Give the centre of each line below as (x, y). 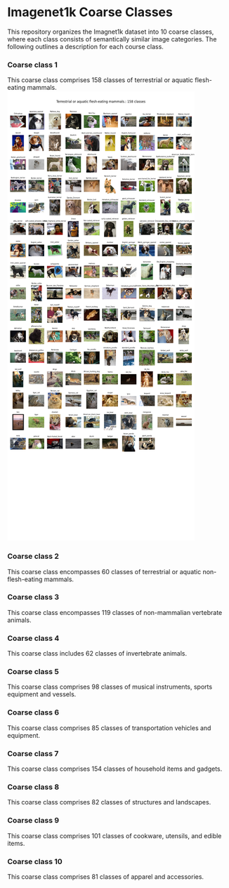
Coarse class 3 (33, 597)
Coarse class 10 (35, 861)
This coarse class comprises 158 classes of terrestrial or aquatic (100, 80)
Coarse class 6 (33, 713)
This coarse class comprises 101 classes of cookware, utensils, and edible (115, 835)
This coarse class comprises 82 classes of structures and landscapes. (109, 802)
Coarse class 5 (33, 672)
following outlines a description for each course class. (85, 46)
